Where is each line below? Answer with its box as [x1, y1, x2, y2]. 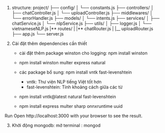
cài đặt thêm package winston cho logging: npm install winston [19, 50, 148, 56]
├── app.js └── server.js [11, 31, 64, 37]
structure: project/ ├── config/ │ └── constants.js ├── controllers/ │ [11, 5, 154, 10]
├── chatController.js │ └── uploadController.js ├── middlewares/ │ [11, 10, 153, 16]
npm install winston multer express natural [19, 60, 106, 65]
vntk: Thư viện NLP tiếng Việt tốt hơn [26, 79, 102, 85]
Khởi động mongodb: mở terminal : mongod [11, 123, 101, 128]
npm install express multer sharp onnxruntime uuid [19, 103, 123, 109]
